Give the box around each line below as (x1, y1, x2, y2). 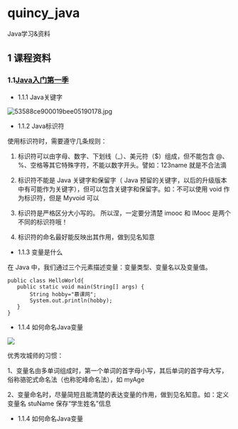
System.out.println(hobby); (29, 297, 113, 304)
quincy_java (7, 5, 80, 21)
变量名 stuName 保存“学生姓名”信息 (7, 399, 112, 408)
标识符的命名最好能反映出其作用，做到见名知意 (17, 232, 155, 241)
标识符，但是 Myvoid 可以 (23, 193, 99, 202)
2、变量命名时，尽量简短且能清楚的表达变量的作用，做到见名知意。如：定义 (7, 390, 229, 398)
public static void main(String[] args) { (16, 283, 144, 290)
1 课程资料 (7, 52, 52, 65)
